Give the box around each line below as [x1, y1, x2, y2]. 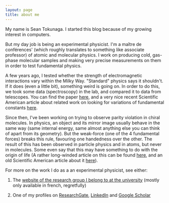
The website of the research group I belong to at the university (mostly [12, 177, 160, 183]
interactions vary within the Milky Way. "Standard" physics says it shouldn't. [5, 78, 163, 84]
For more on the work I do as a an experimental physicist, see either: [5, 167, 148, 173]
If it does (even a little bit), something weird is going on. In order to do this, [5, 83, 160, 89]
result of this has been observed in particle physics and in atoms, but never [5, 141, 162, 147]
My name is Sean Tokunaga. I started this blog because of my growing [5, 26, 152, 32]
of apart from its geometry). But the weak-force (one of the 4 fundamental [5, 130, 160, 136]
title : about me [5, 12, 39, 17]
